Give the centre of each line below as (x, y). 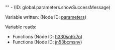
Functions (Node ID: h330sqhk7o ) (47, 37)
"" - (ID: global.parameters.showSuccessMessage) (58, 7)
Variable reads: (21, 27)
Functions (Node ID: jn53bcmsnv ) (47, 42)
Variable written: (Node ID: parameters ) (46, 17)
